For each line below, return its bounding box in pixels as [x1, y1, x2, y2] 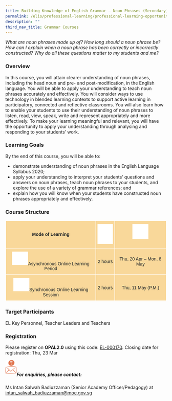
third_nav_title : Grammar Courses [5, 25, 79, 30]
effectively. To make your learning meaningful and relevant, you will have [5, 118, 159, 124]
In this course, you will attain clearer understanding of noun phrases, [5, 74, 150, 80]
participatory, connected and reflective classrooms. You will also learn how [5, 101, 164, 107]
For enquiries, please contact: [16, 371, 82, 377]
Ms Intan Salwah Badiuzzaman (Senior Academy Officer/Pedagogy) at [5, 384, 154, 390]
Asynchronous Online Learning [28, 261, 90, 266]
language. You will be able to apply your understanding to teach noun [5, 85, 152, 92]
